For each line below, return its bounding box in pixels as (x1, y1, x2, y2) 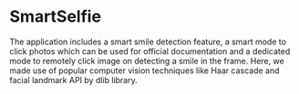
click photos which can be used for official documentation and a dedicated (9, 45, 291, 56)
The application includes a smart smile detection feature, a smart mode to (9, 36, 287, 47)
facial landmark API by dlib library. (9, 74, 139, 85)
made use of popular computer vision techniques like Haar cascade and (9, 65, 280, 76)
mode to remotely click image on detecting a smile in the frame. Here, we (9, 55, 284, 66)
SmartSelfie (9, 6, 102, 27)
